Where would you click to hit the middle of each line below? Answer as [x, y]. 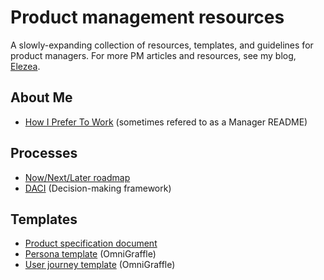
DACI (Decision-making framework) [98, 188]
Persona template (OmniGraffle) [90, 254]
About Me [41, 97]
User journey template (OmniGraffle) [100, 265]
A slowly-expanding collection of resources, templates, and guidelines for [162, 45]
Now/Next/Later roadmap [77, 177]
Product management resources [147, 17]
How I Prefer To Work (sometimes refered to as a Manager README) [166, 122]
